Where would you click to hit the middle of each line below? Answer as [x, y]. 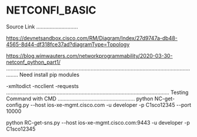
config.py [18, 105]
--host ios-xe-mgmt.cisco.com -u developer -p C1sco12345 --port [111, 105]
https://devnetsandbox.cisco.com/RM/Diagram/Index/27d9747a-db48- [92, 38]
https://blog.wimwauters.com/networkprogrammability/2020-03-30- [89, 56]
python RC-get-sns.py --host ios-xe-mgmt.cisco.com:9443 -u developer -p [98, 122]
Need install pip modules [49, 74]
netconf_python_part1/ [33, 62]
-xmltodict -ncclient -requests [43, 86]
